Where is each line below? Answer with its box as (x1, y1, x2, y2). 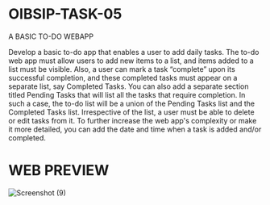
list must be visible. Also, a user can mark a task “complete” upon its (8, 64, 235, 73)
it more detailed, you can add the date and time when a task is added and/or (8, 124, 262, 134)
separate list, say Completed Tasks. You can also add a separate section (8, 82, 249, 91)
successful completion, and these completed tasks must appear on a (8, 73, 238, 82)
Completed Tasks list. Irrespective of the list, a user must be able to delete (8, 107, 255, 117)
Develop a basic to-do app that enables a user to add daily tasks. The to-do (8, 47, 260, 56)
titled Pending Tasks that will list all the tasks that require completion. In (8, 90, 246, 99)
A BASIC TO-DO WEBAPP (8, 31, 94, 41)
